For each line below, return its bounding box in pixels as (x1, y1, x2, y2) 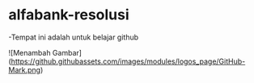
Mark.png (8, 64, 41, 74)
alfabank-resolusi (8, 6, 129, 24)
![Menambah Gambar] (8, 48, 83, 57)
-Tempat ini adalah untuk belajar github (8, 32, 139, 42)
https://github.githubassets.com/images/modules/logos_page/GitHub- (11, 56, 246, 66)
